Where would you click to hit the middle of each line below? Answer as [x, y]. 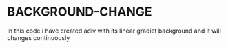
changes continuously [39, 37]
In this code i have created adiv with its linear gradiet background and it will [114, 31]
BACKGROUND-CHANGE [80, 12]
